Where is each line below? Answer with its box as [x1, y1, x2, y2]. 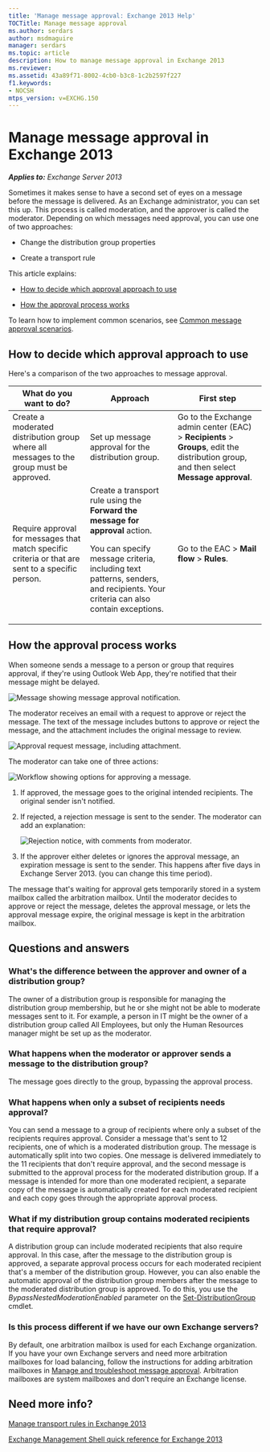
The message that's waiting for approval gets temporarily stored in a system [8, 884, 261, 893]
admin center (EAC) [177, 421, 252, 433]
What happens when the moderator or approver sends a [8, 1048, 231, 1060]
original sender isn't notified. [19, 796, 115, 806]
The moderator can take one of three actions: [8, 757, 159, 766]
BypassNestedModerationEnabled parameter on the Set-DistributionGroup [8, 1293, 256, 1302]
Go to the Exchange [177, 412, 252, 422]
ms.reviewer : [8, 64, 52, 72]
